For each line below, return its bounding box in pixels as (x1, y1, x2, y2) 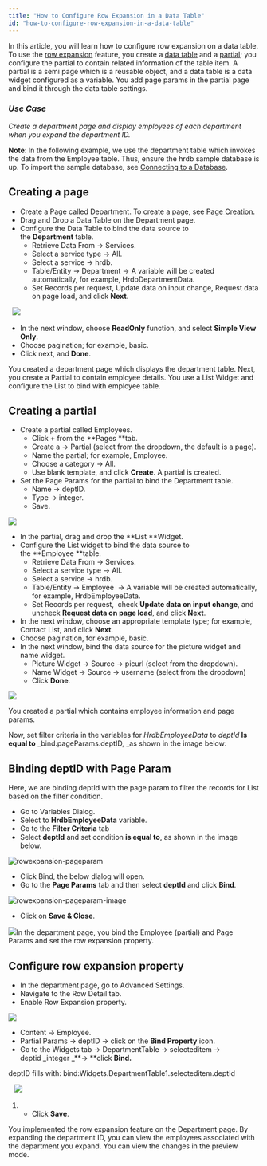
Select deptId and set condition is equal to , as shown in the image (19, 833, 238, 842)
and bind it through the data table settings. (8, 83, 148, 93)
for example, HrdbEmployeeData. (31, 591, 141, 601)
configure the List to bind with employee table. (8, 380, 161, 391)
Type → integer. (31, 493, 84, 502)
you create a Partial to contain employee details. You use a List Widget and (8, 372, 254, 382)
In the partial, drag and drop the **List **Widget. (19, 532, 183, 542)
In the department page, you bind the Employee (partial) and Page (16, 928, 234, 937)
